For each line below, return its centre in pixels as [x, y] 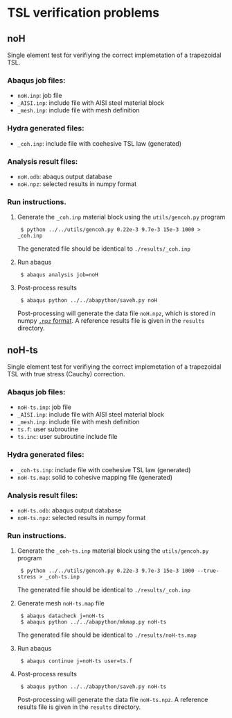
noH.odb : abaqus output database [65, 176]
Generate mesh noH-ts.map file [61, 603]
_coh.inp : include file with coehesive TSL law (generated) [99, 143]
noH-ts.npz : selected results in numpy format [81, 517]
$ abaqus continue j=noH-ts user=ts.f [77, 661]
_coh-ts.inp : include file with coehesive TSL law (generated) [104, 469]
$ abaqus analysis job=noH [59, 275]
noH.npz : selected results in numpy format [77, 184]
